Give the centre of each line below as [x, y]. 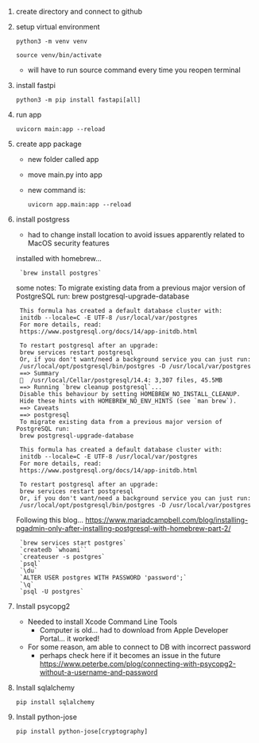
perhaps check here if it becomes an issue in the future [130, 655]
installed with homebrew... [58, 258]
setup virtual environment [58, 27]
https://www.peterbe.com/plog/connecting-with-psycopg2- [138, 664]
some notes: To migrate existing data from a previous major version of [131, 288]
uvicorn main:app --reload [60, 129]
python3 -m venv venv [51, 41]
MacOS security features [68, 243]
